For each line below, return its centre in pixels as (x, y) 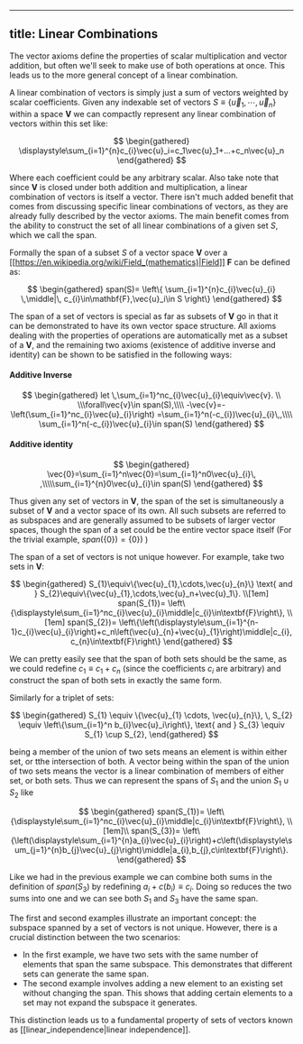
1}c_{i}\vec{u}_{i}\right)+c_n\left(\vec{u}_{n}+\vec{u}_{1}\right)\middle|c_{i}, (151, 632)
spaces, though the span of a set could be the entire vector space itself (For (151, 530)
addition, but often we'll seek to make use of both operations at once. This (147, 65)
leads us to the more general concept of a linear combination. (124, 75)
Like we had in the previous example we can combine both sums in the (141, 877)
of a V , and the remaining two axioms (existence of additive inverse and (143, 344)
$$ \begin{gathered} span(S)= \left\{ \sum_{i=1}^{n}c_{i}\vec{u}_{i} (151, 288)
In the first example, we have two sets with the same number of (140, 955)
